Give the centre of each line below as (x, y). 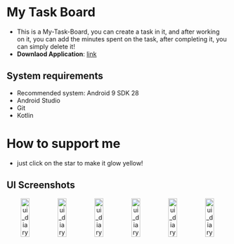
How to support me (64, 143)
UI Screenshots (41, 185)
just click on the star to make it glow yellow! (80, 163)
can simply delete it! (46, 46)
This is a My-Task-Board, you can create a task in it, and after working (118, 32)
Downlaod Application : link (57, 54)
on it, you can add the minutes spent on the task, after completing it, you (122, 39)
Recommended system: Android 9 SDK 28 (78, 93)
